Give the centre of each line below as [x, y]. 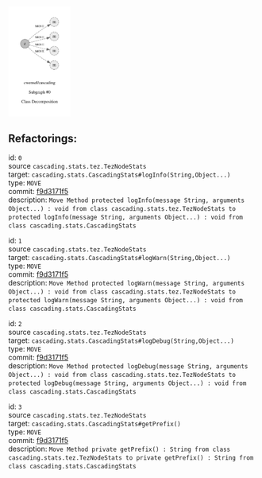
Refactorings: [43, 139]
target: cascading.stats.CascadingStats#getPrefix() [94, 424]
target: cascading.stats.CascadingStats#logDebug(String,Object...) [121, 340]
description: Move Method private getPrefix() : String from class [119, 449]
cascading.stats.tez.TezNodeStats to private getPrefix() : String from [131, 458]
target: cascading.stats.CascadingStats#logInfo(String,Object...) [119, 175]
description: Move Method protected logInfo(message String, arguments [126, 200]
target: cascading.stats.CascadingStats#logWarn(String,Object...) [119, 258]
